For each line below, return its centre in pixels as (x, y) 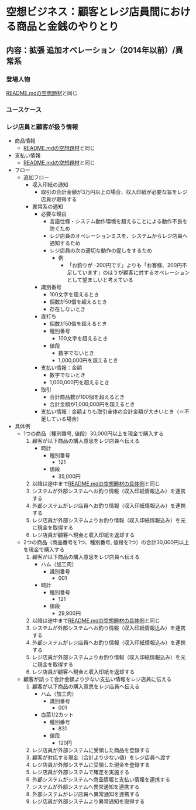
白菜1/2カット (57, 715)
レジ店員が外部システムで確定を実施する (81, 772)
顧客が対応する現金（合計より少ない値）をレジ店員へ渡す (101, 758)
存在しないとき (68, 309)
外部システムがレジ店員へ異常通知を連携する (86, 794)
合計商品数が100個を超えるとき (87, 397)
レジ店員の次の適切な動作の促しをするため (101, 251)
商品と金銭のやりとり (68, 27)
